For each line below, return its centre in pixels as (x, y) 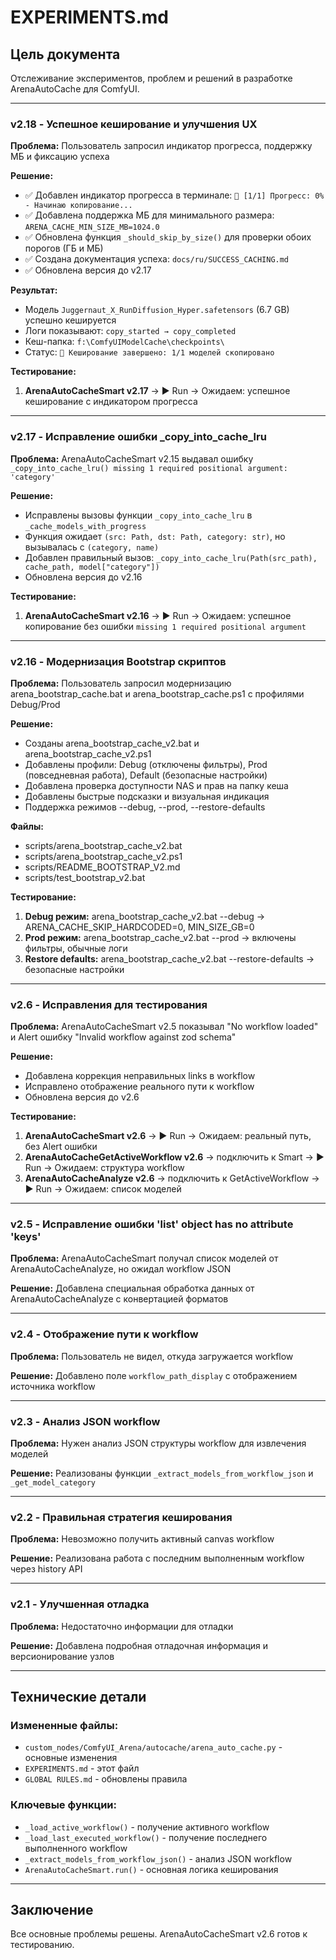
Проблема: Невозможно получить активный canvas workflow (142, 1539)
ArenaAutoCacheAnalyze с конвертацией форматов (119, 1299)
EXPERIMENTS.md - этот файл (82, 1768)
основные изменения (71, 1758)
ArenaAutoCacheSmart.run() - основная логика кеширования (151, 1869)
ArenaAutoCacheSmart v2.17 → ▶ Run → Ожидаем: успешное (157, 391)
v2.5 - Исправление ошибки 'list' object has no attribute (152, 1224)
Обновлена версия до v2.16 (83, 577)
